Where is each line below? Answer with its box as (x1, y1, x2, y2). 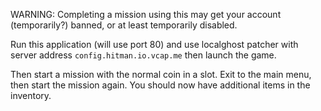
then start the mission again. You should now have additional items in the (10, 79, 311, 91)
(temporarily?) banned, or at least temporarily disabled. (10, 19, 238, 31)
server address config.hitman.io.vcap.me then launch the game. (10, 49, 277, 61)
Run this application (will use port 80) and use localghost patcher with (10, 39, 299, 50)
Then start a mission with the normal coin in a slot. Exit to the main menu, (10, 69, 312, 80)
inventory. (10, 90, 52, 101)
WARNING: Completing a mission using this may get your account (10, 9, 282, 20)
